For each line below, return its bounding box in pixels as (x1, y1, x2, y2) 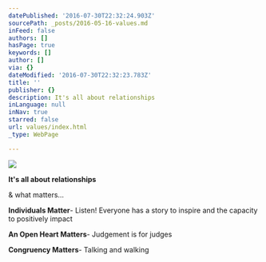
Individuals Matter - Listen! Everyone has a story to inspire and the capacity (8, 205, 258, 215)
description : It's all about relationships (8, 93, 156, 101)
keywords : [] (8, 49, 52, 57)
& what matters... (8, 189, 65, 200)
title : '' (8, 78, 42, 86)
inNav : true (8, 109, 48, 117)
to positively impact (8, 213, 73, 224)
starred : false (8, 116, 59, 124)
